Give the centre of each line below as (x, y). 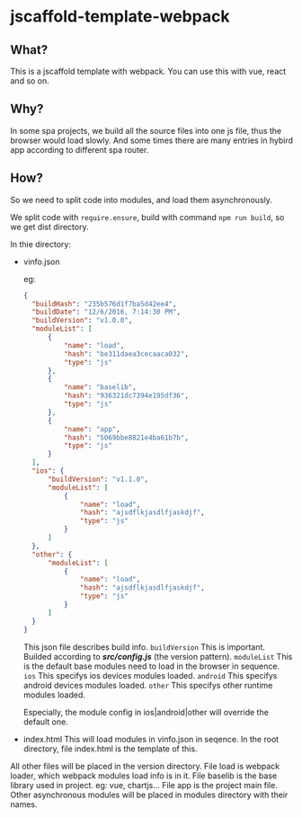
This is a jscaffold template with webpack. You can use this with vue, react (148, 71)
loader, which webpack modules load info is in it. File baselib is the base (144, 776)
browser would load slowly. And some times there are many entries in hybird (152, 140)
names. (24, 804)
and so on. (30, 81)
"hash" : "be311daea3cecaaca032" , (126, 354)
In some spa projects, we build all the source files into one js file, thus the (146, 130)
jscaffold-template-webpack (120, 17)
